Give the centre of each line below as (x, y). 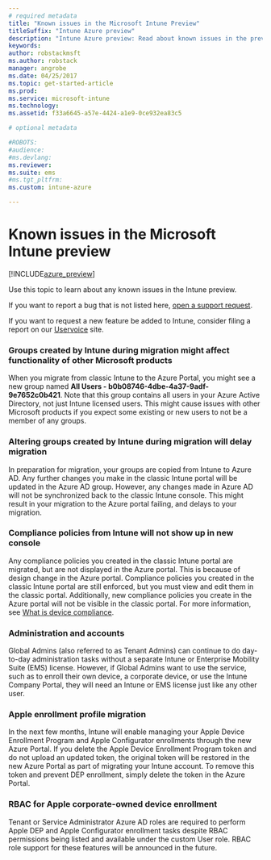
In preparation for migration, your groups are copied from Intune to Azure (130, 470)
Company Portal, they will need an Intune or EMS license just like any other (133, 685)
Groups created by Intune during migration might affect (119, 350)
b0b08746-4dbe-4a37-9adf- (158, 386)
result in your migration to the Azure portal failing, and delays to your (123, 503)
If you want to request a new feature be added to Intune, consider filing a (130, 320)
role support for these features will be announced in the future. (113, 847)
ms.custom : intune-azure (50, 188)
